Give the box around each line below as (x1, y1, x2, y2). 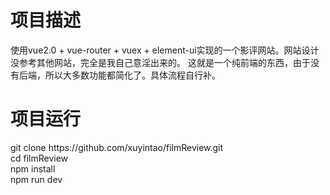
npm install (10, 162, 56, 175)
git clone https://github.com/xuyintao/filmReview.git (10, 141, 224, 153)
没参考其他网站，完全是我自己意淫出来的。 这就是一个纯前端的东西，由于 (10, 56, 311, 68)
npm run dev (10, 173, 63, 185)
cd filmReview (10, 152, 69, 164)
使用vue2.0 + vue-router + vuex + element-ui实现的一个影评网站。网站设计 (10, 44, 320, 56)
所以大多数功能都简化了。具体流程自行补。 (44, 69, 221, 81)
